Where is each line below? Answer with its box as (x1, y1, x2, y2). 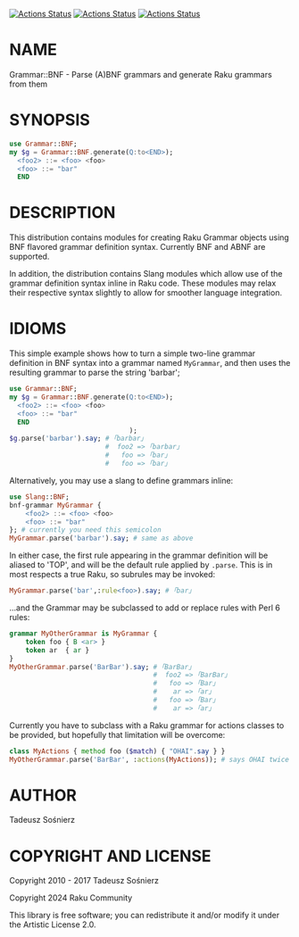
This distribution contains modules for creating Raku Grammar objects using (9, 232, 290, 243)
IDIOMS (9, 319, 67, 339)
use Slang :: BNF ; (9, 492, 70, 502)
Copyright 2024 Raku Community (9, 892, 133, 903)
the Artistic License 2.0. (9, 919, 96, 930)
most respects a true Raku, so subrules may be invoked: (9, 569, 216, 580)
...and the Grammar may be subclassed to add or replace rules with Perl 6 (9, 602, 281, 613)
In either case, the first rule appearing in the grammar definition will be (9, 550, 269, 561)
